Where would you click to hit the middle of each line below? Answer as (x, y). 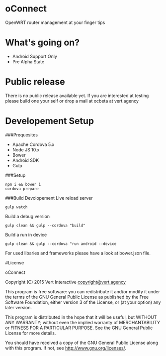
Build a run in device (26, 235)
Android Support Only (35, 56)
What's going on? (42, 43)
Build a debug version (28, 216)
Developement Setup (50, 121)
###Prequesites (22, 134)
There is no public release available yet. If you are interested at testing (77, 96)
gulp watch (16, 207)
